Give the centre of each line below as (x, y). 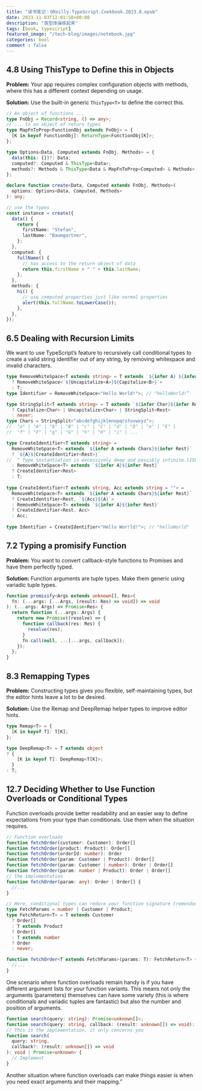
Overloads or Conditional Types (67, 799)
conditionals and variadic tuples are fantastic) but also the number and (94, 1001)
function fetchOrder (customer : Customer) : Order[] (71, 843)
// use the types (28, 207)
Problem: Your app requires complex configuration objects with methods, (97, 84)
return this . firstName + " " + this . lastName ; (81, 269)
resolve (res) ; (45, 629)
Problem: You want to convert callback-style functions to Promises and (95, 560)
